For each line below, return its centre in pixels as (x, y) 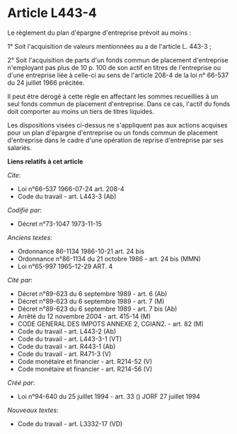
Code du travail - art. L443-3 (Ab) (67, 196)
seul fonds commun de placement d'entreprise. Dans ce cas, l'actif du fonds (119, 103)
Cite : (14, 175)
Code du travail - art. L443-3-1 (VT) (70, 338)
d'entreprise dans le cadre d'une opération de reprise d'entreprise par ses (116, 140)
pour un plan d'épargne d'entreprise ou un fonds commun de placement (112, 132)
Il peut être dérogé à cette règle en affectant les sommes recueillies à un (113, 96)
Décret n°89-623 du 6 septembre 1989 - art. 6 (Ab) (92, 293)
